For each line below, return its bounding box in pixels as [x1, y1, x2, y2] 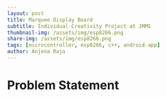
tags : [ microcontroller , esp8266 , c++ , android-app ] [7, 42, 161, 48]
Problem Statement [7, 78, 120, 93]
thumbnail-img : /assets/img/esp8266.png [7, 29, 124, 36]
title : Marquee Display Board [7, 16, 94, 23]
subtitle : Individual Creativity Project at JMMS [7, 23, 152, 29]
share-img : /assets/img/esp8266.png [7, 36, 111, 42]
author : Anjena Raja [7, 48, 66, 55]
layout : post [7, 10, 44, 17]
